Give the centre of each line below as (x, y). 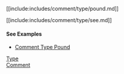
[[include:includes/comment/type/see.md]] (59, 20)
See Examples (24, 34)
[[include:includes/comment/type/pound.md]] (63, 9)
